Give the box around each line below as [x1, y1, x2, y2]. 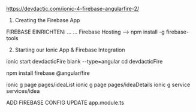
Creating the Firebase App [14, 17, 80, 23]
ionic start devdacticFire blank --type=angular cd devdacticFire [6, 58, 163, 65]
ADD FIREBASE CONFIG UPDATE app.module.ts [6, 99, 125, 106]
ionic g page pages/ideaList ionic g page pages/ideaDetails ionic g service [6, 81, 191, 88]
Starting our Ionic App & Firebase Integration [14, 46, 125, 53]
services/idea [6, 87, 40, 95]
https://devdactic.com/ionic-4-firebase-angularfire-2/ [6, 5, 140, 12]
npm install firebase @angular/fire [6, 69, 90, 77]
